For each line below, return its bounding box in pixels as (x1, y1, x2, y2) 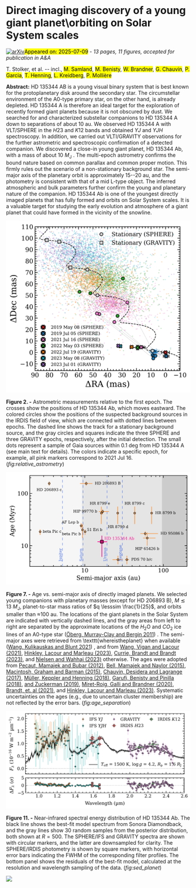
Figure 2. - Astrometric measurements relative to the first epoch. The (6, 398, 173, 405)
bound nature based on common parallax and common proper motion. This (6, 159, 187, 166)
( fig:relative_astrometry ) (6, 460, 64, 467)
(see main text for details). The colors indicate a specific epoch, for (6, 448, 169, 455)
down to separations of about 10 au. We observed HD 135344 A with (6, 120, 171, 128)
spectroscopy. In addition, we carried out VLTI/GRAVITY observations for (6, 133, 183, 140)
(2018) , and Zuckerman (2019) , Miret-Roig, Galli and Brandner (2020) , (6, 680, 174, 687)
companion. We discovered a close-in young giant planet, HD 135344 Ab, (6, 145, 183, 152)
